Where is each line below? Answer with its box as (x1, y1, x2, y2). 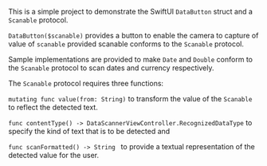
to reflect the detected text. (8, 103, 98, 112)
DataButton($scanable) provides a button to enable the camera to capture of (8, 31, 259, 40)
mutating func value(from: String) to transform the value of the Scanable (8, 94, 253, 103)
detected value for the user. (8, 151, 100, 160)
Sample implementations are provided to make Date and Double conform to (8, 55, 253, 64)
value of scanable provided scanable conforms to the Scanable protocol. (8, 39, 245, 49)
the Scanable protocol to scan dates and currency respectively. (8, 63, 214, 73)
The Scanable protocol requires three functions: (8, 79, 164, 88)
